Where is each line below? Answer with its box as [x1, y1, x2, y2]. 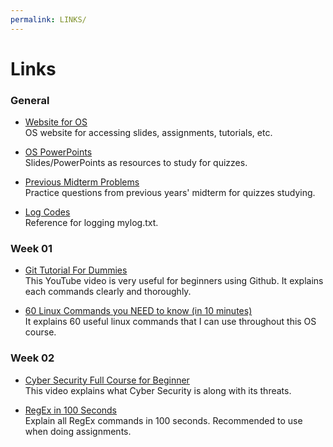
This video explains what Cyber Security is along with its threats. [24, 384, 292, 396]
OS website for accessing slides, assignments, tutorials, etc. [24, 127, 273, 139]
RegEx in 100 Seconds [24, 404, 118, 416]
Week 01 [10, 242, 53, 256]
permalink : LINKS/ [10, 14, 87, 25]
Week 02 [10, 351, 55, 365]
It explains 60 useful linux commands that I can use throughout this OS [24, 316, 317, 328]
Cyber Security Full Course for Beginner [24, 374, 190, 386]
